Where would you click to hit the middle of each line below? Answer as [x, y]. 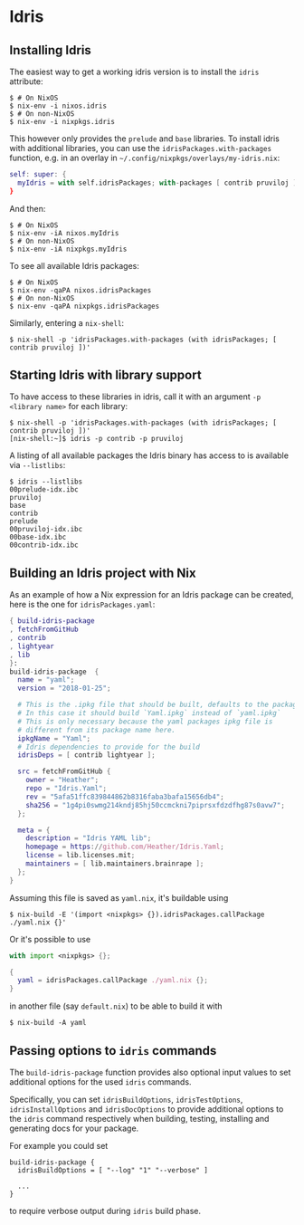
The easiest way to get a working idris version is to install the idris [134, 72]
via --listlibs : [38, 465]
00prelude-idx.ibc [44, 490]
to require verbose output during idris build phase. [105, 1211]
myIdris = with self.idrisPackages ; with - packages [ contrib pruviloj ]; [159, 183]
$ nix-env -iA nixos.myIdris [64, 233]
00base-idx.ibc [38, 537]
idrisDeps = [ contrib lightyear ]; [86, 755]
